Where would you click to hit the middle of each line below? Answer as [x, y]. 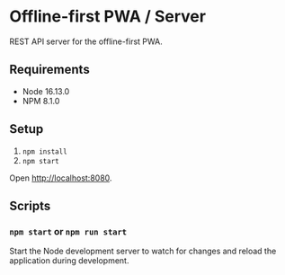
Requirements [49, 70]
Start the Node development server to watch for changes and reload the [143, 251]
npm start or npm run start [68, 231]
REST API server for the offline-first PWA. [86, 41]
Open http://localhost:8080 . [61, 178]
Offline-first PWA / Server [108, 17]
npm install [45, 151]
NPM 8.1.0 [41, 101]
